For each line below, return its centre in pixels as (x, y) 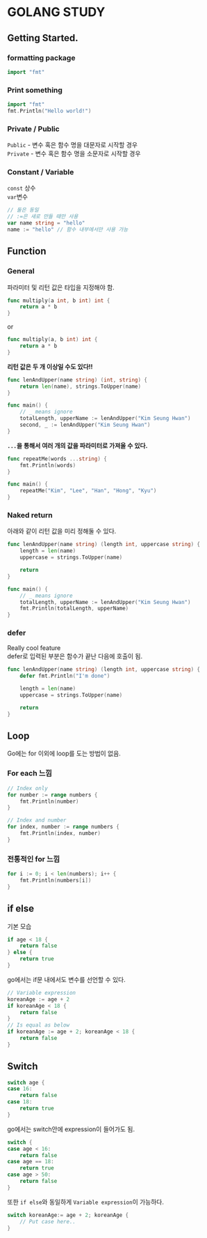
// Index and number (37, 820)
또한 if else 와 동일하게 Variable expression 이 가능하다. (86, 1202)
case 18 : (20, 1102)
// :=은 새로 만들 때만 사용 (43, 217)
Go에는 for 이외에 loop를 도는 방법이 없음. (64, 753)
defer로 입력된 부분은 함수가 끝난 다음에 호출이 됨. (75, 656)
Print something (35, 90)
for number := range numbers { (52, 795)
